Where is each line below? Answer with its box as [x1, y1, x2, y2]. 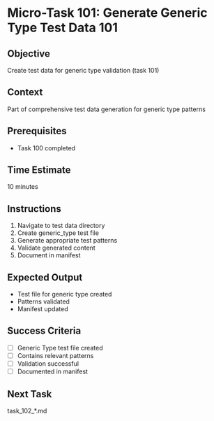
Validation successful [17, 359, 79, 368]
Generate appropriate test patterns [17, 236, 118, 245]
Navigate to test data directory [17, 222, 105, 230]
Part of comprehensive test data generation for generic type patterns [7, 105, 206, 113]
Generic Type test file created [17, 343, 103, 352]
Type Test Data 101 [7, 20, 119, 36]
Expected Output [7, 271, 83, 283]
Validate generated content [17, 243, 95, 252]
